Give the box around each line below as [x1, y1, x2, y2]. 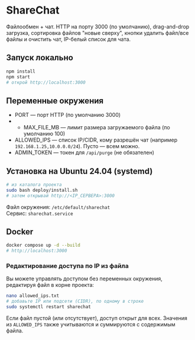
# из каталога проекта [6, 182, 62, 188]
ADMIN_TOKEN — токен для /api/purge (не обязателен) [14, 149, 155, 156]
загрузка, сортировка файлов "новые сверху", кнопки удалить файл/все [6, 29, 189, 36]
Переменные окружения [6, 96, 104, 106]
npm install [6, 68, 35, 74]
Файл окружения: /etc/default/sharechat [6, 203, 110, 210]
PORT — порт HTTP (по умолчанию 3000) [14, 112, 121, 119]
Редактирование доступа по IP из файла [6, 262, 129, 270]
